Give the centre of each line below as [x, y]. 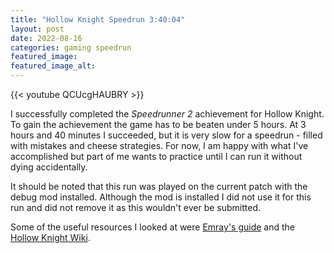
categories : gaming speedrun [71, 47]
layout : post [37, 29]
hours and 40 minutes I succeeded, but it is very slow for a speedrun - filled [166, 135]
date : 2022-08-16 [46, 38]
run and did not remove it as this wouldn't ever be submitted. [136, 207]
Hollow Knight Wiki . [50, 237]
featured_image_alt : [53, 66]
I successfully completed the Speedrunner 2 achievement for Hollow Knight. [167, 114]
